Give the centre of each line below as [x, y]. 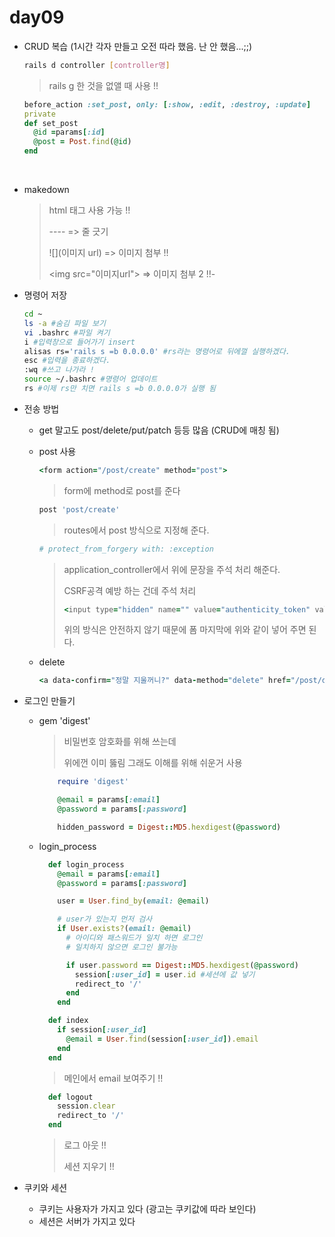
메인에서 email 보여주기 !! [113, 1078]
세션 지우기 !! [89, 1167]
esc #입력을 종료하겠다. [67, 361]
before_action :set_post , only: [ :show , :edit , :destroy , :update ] [167, 104]
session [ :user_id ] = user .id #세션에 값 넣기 [165, 974]
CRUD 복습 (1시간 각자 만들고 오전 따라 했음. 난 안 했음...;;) [138, 46]
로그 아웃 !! [85, 1145]
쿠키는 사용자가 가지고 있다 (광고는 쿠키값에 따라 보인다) [147, 1209]
